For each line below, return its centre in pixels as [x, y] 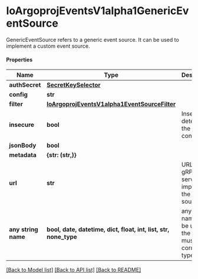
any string [24, 229]
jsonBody [23, 146]
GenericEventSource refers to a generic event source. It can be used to [93, 40]
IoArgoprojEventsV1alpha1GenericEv [98, 11]
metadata [23, 155]
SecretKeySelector [74, 85]
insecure [22, 125]
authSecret [25, 85]
